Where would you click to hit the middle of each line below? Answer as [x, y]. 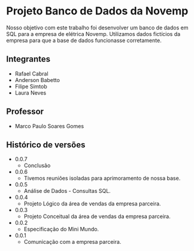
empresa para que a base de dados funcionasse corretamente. [84, 40]
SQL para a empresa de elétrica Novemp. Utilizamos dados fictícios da [93, 34]
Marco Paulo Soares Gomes [49, 126]
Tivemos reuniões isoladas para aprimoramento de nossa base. [102, 179]
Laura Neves [31, 93]
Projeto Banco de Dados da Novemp [97, 11]
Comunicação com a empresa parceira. [72, 242]
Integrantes [28, 59]
